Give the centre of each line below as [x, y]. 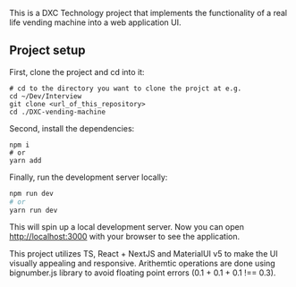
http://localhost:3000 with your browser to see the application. [124, 237]
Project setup [48, 51]
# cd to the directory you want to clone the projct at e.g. [126, 89]
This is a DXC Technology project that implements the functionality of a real [148, 13]
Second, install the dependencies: [72, 128]
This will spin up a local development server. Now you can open [127, 227]
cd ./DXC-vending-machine [57, 112]
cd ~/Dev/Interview [46, 96]
